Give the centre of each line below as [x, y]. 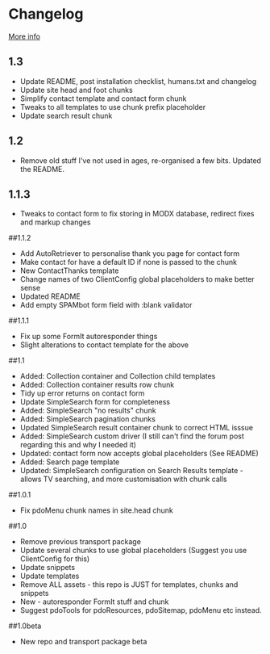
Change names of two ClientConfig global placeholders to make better [137, 279]
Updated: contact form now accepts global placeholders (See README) [139, 454]
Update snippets [47, 568]
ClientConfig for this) [55, 559]
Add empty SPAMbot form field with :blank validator [106, 305]
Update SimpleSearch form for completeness [95, 402]
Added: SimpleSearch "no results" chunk [88, 411]
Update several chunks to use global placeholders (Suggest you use [133, 551]
